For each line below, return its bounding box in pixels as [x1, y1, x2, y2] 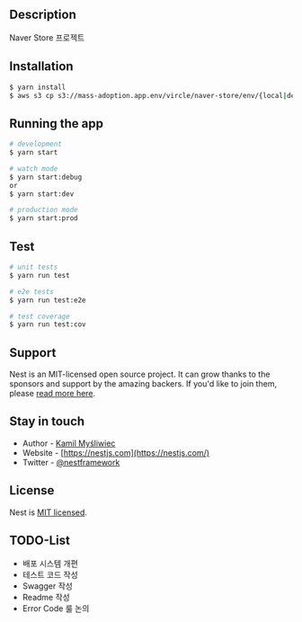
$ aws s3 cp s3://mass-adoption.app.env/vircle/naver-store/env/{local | [9, 91, 288, 100]
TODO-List [9, 533, 70, 548]
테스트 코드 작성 [22, 569, 78, 580]
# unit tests [9, 262, 58, 271]
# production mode [9, 206, 78, 215]
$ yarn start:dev [9, 189, 75, 199]
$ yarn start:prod [9, 214, 78, 223]
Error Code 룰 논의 [22, 602, 90, 614]
